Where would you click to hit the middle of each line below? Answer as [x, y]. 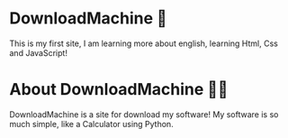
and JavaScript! [38, 52]
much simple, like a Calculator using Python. [91, 124]
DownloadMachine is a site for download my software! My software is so [144, 114]
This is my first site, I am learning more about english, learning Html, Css [144, 43]
